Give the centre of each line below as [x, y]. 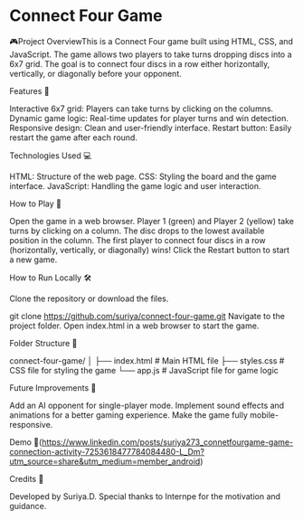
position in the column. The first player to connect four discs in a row [137, 240]
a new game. [33, 260]
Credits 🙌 [27, 478]
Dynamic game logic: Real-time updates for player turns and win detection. [149, 118]
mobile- [264, 415]
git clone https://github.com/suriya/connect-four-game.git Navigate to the [147, 316]
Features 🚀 [29, 90]
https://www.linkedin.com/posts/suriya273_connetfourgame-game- [168, 442]
